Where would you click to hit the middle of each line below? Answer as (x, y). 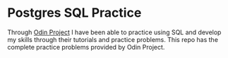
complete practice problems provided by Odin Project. (86, 47)
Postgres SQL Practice (74, 13)
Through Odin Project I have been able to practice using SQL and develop (114, 32)
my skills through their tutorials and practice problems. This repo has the (113, 39)
